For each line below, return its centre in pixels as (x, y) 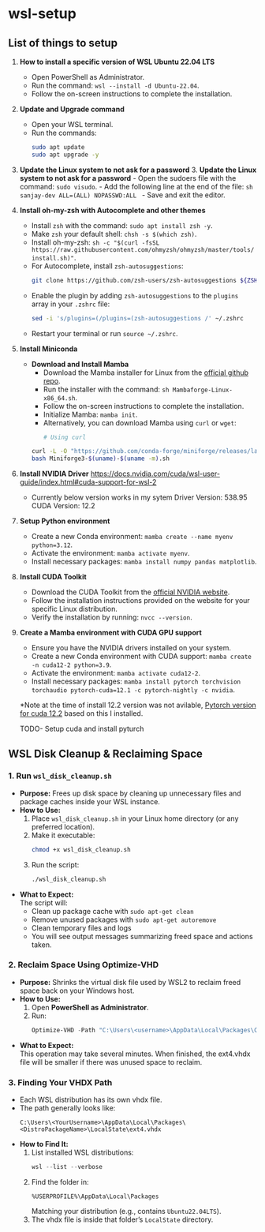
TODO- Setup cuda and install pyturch (82, 729)
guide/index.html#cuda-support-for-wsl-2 (88, 482)
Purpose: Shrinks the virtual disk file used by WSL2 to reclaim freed (130, 982)
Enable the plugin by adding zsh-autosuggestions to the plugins (135, 295)
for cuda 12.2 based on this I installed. (81, 713)
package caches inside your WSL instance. (90, 801)
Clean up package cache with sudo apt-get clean (113, 911)
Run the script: (55, 864)
